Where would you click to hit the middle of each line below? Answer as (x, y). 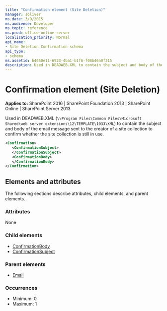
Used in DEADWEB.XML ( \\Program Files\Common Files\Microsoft (73, 118)
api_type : (15, 51)
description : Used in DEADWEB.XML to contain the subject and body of (80, 65)
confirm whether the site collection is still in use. (55, 134)
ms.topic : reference (27, 28)
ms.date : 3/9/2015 (24, 19)
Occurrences (21, 288)
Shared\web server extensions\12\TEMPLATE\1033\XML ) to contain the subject (83, 124)
